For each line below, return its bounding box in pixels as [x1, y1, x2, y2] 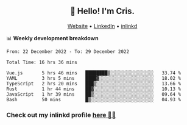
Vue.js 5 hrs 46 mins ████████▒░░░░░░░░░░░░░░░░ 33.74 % [6, 70, 182, 76]
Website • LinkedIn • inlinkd [67, 22, 138, 29]
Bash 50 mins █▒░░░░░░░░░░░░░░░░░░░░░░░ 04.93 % [6, 96, 182, 102]
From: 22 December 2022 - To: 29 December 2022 [6, 48, 130, 55]
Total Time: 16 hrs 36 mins [6, 59, 78, 65]
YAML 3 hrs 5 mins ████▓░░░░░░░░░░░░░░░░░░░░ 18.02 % [6, 75, 182, 81]
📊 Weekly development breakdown [6, 34, 99, 41]
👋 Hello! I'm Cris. [69, 6, 135, 16]
